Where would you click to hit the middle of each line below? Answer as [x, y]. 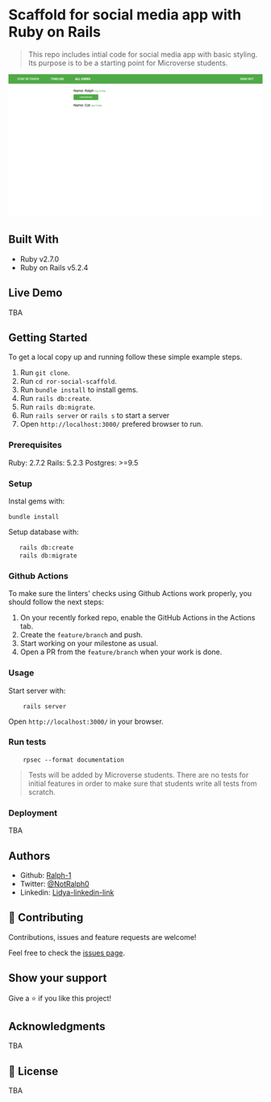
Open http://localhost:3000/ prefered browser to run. [111, 424]
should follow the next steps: [56, 602]
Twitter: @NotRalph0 [55, 883]
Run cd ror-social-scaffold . [68, 382]
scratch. [42, 791]
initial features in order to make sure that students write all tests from [142, 783]
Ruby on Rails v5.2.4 [54, 267]
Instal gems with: [37, 501]
